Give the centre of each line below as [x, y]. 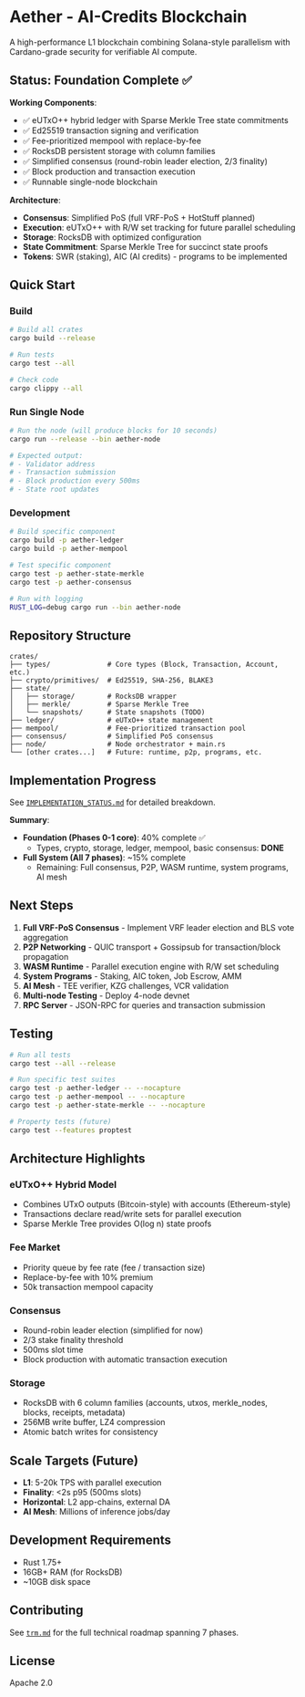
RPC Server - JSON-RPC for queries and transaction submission [144, 1005]
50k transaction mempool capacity [88, 1286]
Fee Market [35, 1247]
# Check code [34, 380]
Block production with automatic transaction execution [125, 1359]
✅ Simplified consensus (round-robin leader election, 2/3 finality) [145, 161]
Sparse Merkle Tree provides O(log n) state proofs [117, 1223]
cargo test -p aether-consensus [71, 582]
